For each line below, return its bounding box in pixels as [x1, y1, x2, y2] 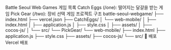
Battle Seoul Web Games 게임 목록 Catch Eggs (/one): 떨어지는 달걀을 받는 [5, 5, 158, 10]
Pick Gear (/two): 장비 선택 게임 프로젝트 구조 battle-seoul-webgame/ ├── [10, 11, 164, 17]
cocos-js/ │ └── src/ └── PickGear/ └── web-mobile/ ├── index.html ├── [5, 27, 166, 33]
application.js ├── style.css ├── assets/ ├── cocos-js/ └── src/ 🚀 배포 [5, 33, 157, 39]
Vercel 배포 [5, 39, 29, 45]
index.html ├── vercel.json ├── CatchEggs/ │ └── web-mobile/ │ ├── [5, 17, 157, 22]
